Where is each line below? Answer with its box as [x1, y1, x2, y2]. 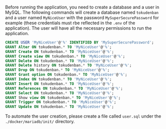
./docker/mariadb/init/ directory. [5, 119, 75, 125]
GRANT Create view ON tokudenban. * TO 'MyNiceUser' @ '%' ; [5, 54, 125, 59]
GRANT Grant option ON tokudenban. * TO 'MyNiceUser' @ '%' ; [5, 72, 127, 77]
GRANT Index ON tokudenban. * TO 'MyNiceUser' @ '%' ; [5, 77, 112, 82]
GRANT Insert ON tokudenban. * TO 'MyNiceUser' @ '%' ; [5, 81, 114, 86]
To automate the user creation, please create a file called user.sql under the [5, 113, 162, 119]
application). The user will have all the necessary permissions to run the [5, 25, 152, 31]
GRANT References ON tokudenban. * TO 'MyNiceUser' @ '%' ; [5, 86, 123, 91]
